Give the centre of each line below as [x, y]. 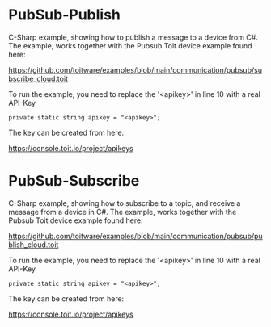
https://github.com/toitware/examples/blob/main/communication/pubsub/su [135, 69]
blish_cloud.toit [34, 245]
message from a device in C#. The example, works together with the [123, 212]
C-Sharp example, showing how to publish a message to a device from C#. [133, 37]
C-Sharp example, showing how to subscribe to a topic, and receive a [125, 203]
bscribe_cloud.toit [38, 78]
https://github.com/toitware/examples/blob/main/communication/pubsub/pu [135, 236]
